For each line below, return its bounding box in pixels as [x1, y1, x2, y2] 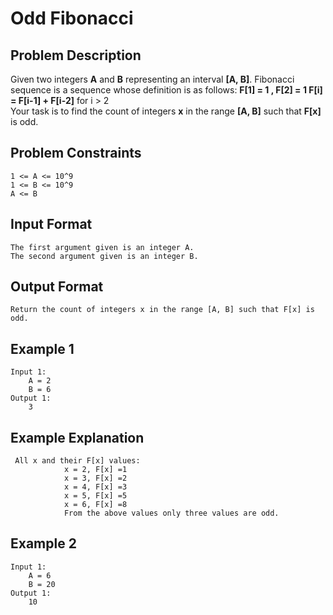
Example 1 [10, 340, 75, 357]
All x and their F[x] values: [14, 456, 141, 466]
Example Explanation [10, 429, 145, 446]
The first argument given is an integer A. [10, 242, 195, 252]
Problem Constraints [10, 145, 142, 162]
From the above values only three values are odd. [63, 508, 280, 519]
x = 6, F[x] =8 [63, 500, 128, 510]
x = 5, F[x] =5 [63, 491, 128, 501]
